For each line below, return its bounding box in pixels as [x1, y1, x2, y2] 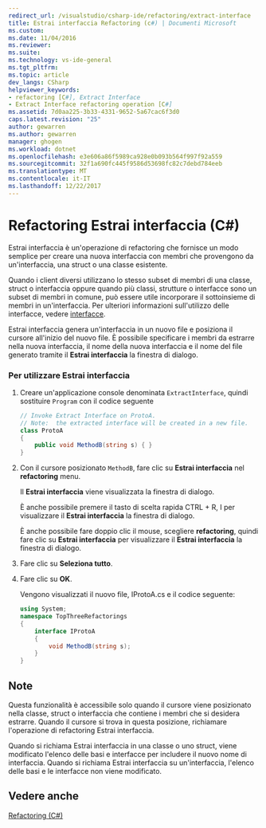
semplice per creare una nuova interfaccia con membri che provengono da [8, 251, 254, 261]
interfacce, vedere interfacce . [8, 308, 106, 319]
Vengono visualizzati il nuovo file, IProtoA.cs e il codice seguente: [19, 590, 236, 599]
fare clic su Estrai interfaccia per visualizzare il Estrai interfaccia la [19, 535, 243, 544]
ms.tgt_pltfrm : [8, 64, 59, 72]
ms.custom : [8, 26, 45, 34]
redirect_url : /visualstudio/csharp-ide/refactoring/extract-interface [8, 11, 251, 20]
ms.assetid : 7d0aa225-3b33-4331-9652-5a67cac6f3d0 [8, 108, 180, 116]
